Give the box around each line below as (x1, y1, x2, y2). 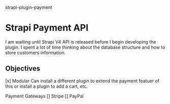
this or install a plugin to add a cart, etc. (5, 83, 88, 89)
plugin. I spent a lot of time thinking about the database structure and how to (5, 44, 165, 50)
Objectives (5, 64, 41, 73)
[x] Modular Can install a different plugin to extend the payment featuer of (5, 78, 160, 84)
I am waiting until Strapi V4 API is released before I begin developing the (5, 39, 156, 45)
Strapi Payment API (5, 22, 89, 33)
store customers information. (5, 49, 66, 55)
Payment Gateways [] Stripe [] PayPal (5, 93, 84, 99)
